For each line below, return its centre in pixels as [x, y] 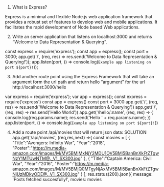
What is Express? [30, 7]
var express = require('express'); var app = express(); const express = [76, 96]
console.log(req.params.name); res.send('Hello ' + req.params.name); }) [78, 117]
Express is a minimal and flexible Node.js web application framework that [79, 16]
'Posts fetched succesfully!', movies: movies [57, 179]
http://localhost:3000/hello [39, 87]
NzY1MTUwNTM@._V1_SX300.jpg [46, 158]
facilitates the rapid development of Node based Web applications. [72, 27]
